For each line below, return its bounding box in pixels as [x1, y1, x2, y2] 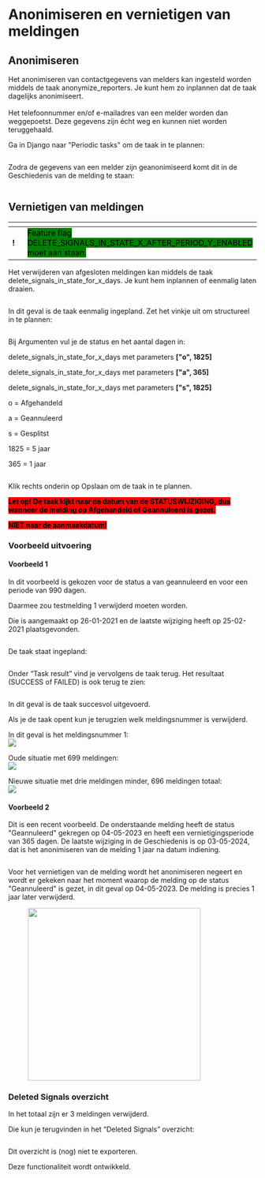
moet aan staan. [27, 247, 87, 258]
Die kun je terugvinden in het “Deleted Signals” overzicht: [8, 1124, 195, 1134]
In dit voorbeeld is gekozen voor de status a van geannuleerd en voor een [8, 577, 248, 586]
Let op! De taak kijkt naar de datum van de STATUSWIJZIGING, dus [8, 496, 231, 506]
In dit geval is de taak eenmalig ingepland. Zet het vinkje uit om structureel [8, 306, 250, 316]
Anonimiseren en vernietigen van [8, 6, 231, 24]
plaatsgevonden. [25, 624, 80, 634]
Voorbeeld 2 [8, 802, 50, 812]
